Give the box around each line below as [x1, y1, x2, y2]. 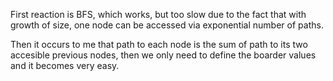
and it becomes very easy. [10, 60, 120, 71]
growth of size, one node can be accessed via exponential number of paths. [10, 19, 324, 31]
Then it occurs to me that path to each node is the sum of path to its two [10, 39, 308, 50]
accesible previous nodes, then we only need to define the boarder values [10, 49, 317, 61]
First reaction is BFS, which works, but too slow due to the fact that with [10, 9, 307, 20]
